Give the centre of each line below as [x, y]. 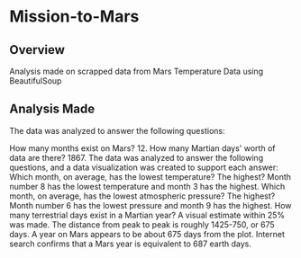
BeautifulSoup [36, 81]
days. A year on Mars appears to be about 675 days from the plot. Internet [147, 234]
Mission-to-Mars [74, 17]
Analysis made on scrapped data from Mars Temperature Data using [137, 71]
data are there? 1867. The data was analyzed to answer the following [137, 157]
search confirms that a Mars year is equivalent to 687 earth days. [131, 244]
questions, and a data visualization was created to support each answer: [144, 167]
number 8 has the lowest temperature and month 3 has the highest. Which [147, 186]
